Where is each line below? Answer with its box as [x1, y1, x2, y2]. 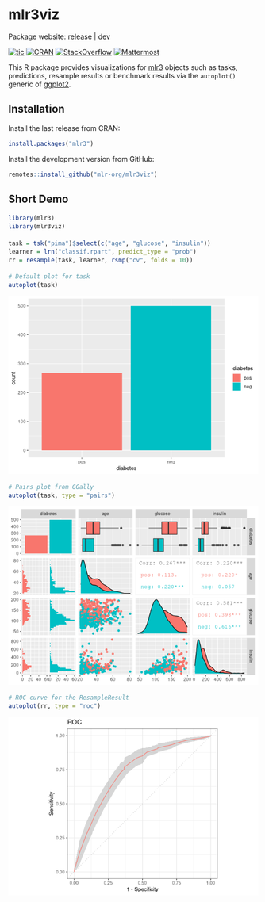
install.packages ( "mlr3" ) [8, 140, 94, 147]
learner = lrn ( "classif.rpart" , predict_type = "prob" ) [8, 247, 197, 255]
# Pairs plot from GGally [8, 483, 94, 491]
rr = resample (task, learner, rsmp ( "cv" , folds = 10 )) [8, 256, 194, 264]
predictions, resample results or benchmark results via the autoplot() [8, 71, 236, 80]
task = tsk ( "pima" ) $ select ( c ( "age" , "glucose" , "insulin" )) [8, 239, 212, 247]
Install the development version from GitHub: [8, 154, 155, 163]
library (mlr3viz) [8, 223, 66, 231]
